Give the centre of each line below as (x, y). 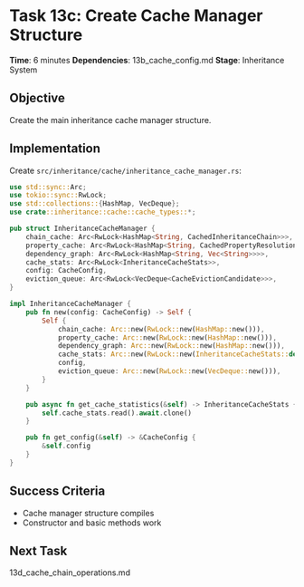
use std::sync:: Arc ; (48, 187)
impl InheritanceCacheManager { (70, 304)
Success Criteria (57, 491)
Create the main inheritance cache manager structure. (110, 120)
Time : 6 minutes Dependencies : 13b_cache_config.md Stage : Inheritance (147, 60)
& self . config (66, 446)
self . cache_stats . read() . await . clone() (117, 413)
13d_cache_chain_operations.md (70, 573)
